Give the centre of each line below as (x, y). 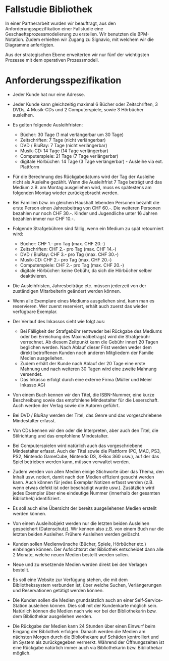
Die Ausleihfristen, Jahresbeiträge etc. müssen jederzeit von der (79, 285)
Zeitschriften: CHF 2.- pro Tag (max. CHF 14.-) (68, 249)
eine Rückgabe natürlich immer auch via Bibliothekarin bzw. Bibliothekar (88, 647)
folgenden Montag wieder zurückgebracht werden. (66, 193)
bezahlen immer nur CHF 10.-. (44, 218)
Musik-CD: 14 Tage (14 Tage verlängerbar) (64, 151)
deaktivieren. (34, 276)
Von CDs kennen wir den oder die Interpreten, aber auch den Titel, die (86, 430)
